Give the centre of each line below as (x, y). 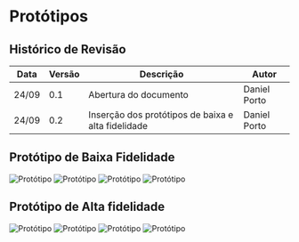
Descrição (162, 74)
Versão (64, 74)
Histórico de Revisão (68, 49)
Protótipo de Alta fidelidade (87, 207)
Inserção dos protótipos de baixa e (161, 115)
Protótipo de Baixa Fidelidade (92, 157)
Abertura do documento (138, 95)
